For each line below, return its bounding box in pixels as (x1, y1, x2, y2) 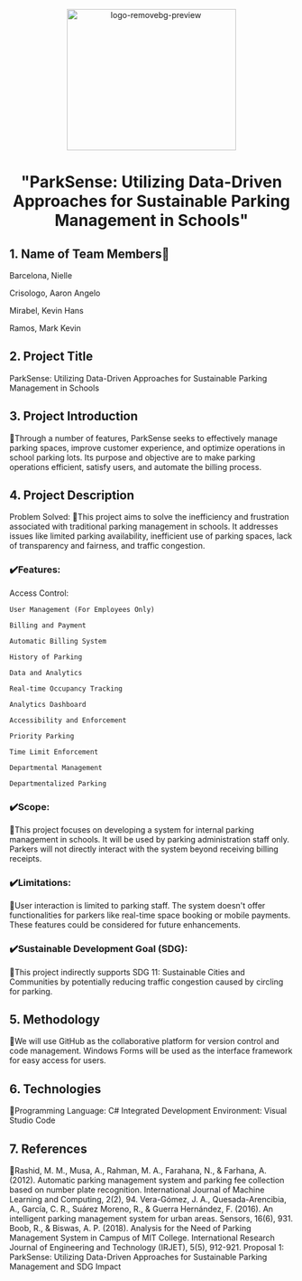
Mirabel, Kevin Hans (9, 306, 84, 316)
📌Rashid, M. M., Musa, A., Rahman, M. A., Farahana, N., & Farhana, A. (9, 1165, 268, 1176)
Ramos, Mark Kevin (9, 323, 81, 334)
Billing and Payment (9, 620, 87, 630)
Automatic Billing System (9, 636, 106, 645)
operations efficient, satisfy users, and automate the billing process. (9, 461, 262, 472)
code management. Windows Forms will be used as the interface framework (9, 1045, 293, 1057)
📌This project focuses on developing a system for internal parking (9, 824, 254, 835)
